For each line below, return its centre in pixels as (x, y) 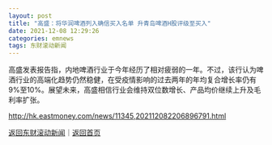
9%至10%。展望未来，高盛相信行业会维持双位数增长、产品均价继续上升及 (131, 90)
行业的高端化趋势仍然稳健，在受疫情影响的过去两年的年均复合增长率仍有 (136, 80)
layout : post (30, 16)
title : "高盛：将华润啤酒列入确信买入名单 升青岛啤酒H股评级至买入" (110, 23)
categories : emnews (41, 38)
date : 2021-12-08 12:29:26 (54, 31)
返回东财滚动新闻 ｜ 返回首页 (55, 133)
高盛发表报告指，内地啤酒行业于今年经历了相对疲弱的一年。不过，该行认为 (132, 70)
